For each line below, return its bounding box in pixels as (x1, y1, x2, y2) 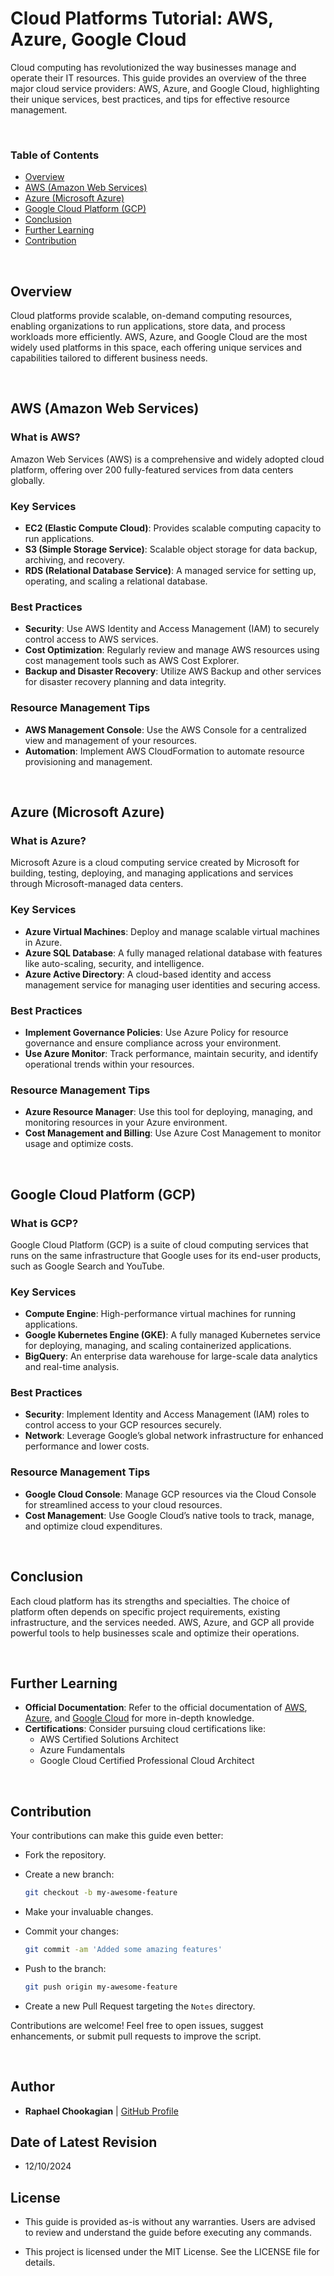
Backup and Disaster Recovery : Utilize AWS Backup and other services (24, 665, 322, 677)
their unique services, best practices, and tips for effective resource (10, 93, 290, 105)
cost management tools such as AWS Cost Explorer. (24, 655, 240, 667)
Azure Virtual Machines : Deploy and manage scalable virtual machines (24, 925, 320, 937)
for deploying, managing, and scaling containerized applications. (24, 1340, 292, 1352)
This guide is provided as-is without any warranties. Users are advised (24, 2216, 316, 2228)
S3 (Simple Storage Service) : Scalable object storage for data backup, (24, 543, 318, 556)
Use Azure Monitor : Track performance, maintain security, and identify (24, 1047, 319, 1059)
